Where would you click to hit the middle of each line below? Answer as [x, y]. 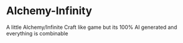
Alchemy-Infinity [49, 11]
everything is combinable [37, 33]
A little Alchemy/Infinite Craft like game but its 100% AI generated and [92, 27]
